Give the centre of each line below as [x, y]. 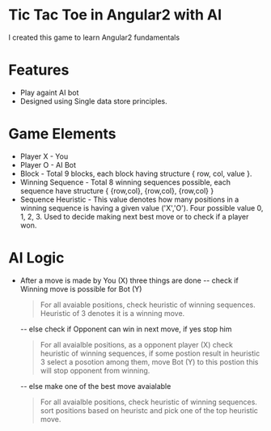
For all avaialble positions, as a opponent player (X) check [136, 344]
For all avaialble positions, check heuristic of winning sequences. [148, 402]
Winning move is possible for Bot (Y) [81, 288]
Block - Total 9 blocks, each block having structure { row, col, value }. [136, 173]
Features [39, 70]
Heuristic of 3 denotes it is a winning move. [112, 313]
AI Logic [36, 258]
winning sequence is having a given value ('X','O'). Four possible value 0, [142, 207]
